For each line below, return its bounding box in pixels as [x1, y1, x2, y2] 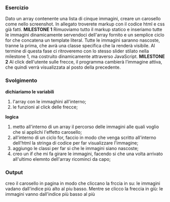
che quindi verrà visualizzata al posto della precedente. [5, 64, 121, 70]
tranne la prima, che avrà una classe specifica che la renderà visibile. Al [5, 43, 155, 49]
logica [5, 113, 19, 120]
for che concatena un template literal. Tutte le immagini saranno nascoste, [5, 37, 160, 43]
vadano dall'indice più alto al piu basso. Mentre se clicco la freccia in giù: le [5, 185, 163, 192]
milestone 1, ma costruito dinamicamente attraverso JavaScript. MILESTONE [5, 53, 165, 60]
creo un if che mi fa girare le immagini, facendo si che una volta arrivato [12, 151, 163, 157]
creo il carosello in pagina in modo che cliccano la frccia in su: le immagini [5, 180, 161, 186]
